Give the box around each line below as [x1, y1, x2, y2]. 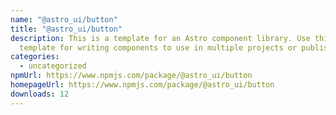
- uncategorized [19, 61, 87, 71]
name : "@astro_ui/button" [10, 14, 118, 25]
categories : [10, 52, 60, 62]
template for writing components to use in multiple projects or [19, 42, 298, 53]
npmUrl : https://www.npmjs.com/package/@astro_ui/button [10, 71, 253, 81]
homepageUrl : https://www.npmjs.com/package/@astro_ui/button [10, 80, 275, 90]
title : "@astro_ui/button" [10, 24, 123, 34]
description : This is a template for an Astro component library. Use [10, 33, 311, 43]
